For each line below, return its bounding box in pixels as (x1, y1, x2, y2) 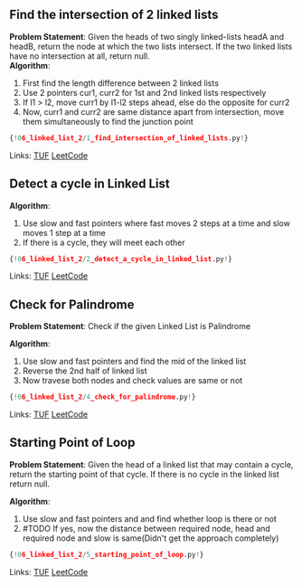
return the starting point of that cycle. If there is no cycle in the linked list (9, 468, 280, 479)
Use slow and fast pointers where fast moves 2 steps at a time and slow (22, 217, 291, 229)
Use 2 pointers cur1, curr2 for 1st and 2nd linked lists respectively (22, 87, 267, 98)
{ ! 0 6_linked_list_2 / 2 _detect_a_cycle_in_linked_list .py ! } (9, 254, 232, 263)
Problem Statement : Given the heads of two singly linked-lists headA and (9, 31, 285, 42)
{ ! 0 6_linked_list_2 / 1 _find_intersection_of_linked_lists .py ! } (9, 133, 249, 143)
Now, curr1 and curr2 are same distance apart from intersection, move (22, 106, 285, 117)
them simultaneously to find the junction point (22, 116, 194, 127)
